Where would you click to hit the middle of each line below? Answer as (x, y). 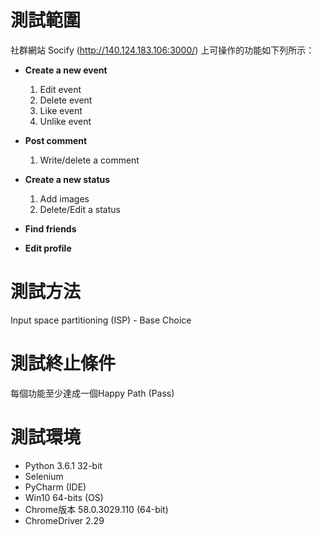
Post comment (56, 140)
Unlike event (65, 121)
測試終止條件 (63, 363)
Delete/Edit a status (80, 209)
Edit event (60, 89)
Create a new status (67, 179)
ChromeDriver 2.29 (64, 520)
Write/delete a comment (89, 160)
